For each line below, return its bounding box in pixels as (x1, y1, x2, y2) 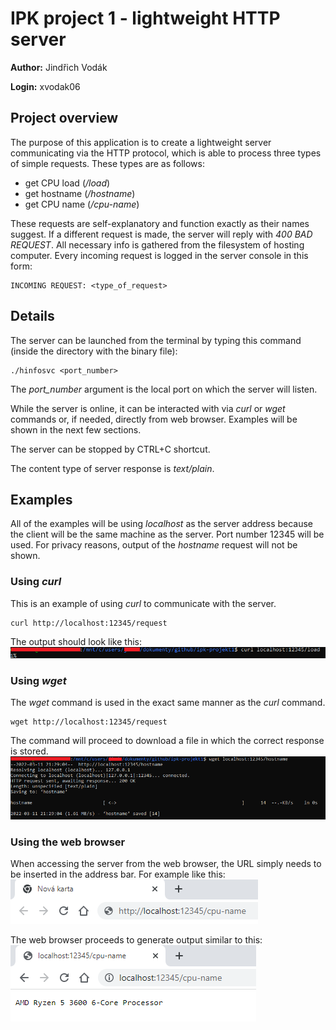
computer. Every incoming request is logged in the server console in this (10, 249, 309, 261)
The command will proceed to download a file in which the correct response (10, 735, 325, 747)
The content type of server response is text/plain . (10, 462, 215, 474)
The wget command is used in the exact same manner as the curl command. (10, 697, 326, 709)
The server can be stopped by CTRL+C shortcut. (10, 443, 211, 455)
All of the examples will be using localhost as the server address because (10, 518, 314, 530)
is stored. (10, 745, 49, 757)
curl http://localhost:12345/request (10, 618, 168, 628)
